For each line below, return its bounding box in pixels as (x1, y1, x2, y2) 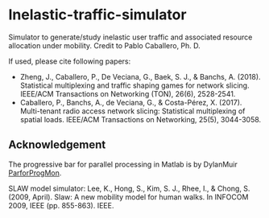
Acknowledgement (8, 138, 106, 152)
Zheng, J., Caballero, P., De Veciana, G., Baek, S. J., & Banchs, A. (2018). (19, 72, 261, 81)
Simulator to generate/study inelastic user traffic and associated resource (8, 32, 253, 42)
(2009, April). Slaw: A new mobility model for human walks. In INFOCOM (8, 191, 249, 202)
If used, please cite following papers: (8, 56, 131, 66)
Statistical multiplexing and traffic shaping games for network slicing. (19, 80, 250, 90)
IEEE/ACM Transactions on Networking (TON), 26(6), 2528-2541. (19, 88, 236, 98)
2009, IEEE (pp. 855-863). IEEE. (8, 200, 114, 210)
